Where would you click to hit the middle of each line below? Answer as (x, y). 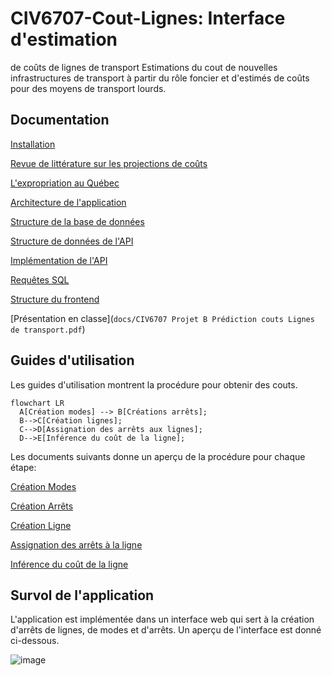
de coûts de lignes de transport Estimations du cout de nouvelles (144, 67)
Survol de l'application (82, 595)
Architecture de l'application (68, 202)
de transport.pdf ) (48, 329)
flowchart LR (37, 403)
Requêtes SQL (40, 279)
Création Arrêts (42, 506)
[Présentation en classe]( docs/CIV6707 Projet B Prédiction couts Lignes (162, 318)
